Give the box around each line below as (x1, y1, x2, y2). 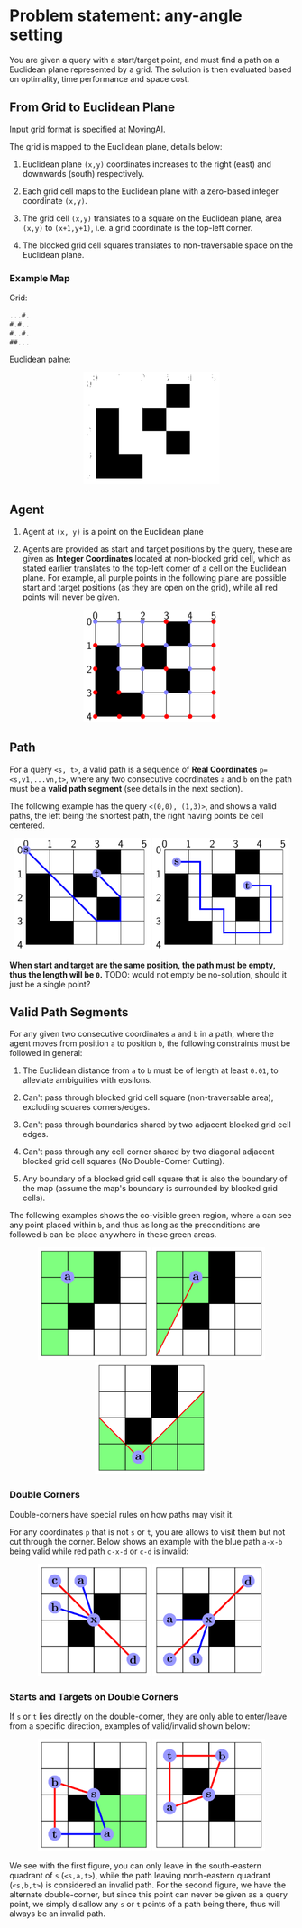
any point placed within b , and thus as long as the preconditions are (9, 1219, 261, 1231)
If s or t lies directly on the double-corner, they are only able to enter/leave (9, 1711, 288, 1722)
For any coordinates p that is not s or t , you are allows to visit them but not (9, 1526, 286, 1538)
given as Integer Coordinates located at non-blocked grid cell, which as (22, 553, 291, 564)
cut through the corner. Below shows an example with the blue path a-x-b (9, 1536, 283, 1547)
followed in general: (9, 1048, 83, 1059)
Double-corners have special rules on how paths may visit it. (9, 1509, 234, 1519)
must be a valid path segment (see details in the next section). (9, 783, 243, 794)
